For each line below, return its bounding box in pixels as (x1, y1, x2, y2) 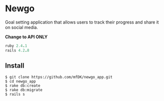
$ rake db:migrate (5, 87, 43, 92)
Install (5, 62, 24, 70)
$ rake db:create (5, 83, 41, 88)
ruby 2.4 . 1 (5, 43, 27, 48)
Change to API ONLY (5, 34, 48, 40)
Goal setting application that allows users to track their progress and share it (5, 19, 159, 25)
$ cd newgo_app (5, 79, 36, 84)
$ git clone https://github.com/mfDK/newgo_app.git (5, 75, 113, 79)
